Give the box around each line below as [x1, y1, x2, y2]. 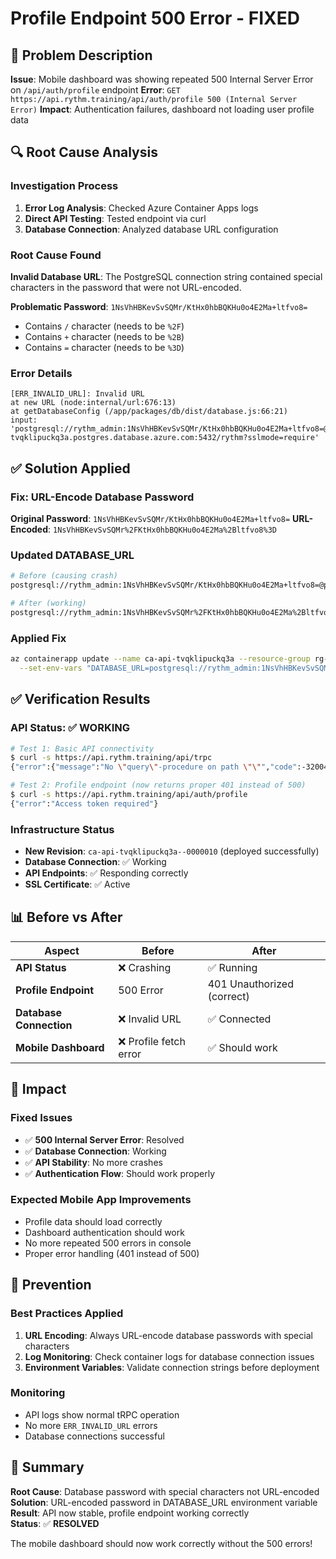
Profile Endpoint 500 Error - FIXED [10, 7, 300, 30]
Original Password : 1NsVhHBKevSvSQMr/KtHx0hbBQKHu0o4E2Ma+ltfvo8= [10, 512, 291, 524]
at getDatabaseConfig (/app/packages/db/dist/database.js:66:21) [10, 407, 288, 417]
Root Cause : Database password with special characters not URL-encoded [10, 1485, 320, 1497]
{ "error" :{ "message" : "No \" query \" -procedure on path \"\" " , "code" [10, 762, 298, 772]
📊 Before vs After [10, 909, 123, 926]
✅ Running [207, 960, 258, 974]
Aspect [44, 943, 80, 957]
